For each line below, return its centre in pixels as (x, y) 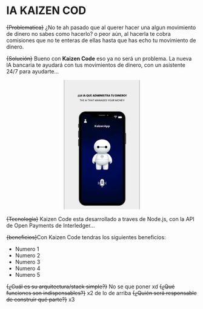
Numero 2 (28, 256)
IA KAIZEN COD (46, 11)
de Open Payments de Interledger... (51, 226)
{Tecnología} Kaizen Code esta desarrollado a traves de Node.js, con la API (101, 219)
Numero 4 (28, 268)
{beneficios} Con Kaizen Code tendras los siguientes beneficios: (86, 237)
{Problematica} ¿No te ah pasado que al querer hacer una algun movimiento (101, 27)
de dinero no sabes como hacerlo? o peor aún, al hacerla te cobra (88, 33)
